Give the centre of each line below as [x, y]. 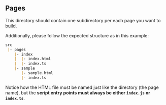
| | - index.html [33, 59]
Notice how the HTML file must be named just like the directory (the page [82, 87]
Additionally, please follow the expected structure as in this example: [77, 35]
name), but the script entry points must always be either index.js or [78, 92]
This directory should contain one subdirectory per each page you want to [83, 20]
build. [11, 26]
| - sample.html [37, 73]
